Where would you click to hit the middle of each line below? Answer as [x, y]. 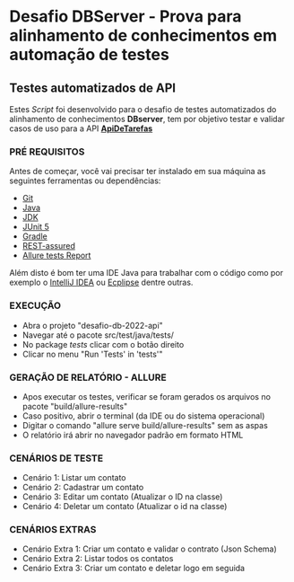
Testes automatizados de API [93, 88]
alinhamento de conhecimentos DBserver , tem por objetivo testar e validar [147, 119]
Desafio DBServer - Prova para [125, 17]
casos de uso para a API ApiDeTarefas [81, 128]
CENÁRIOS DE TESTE [56, 458]
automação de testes [90, 55]
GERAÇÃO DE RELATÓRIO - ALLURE [88, 377]
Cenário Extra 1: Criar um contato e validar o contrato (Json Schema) [150, 549]
